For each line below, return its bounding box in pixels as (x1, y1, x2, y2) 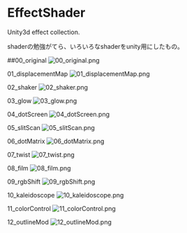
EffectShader (7, 5, 86, 21)
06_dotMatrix (7, 137, 45, 145)
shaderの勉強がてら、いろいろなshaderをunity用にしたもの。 (7, 42, 184, 50)
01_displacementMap (7, 70, 68, 78)
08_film (7, 163, 29, 172)
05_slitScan (7, 123, 40, 131)
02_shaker (7, 83, 38, 91)
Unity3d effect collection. (7, 28, 80, 36)
